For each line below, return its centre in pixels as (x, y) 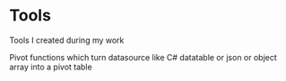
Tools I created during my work (67, 40)
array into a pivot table (51, 67)
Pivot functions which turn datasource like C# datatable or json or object (143, 57)
